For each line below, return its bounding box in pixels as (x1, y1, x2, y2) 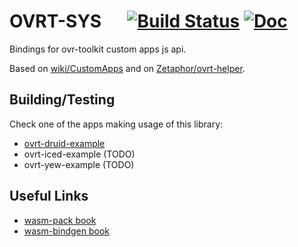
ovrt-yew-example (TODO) (23, 158, 135, 170)
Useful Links (9, 188, 89, 205)
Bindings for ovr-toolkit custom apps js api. (9, 43, 187, 55)
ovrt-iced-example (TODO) (23, 148, 136, 160)
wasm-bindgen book (23, 225, 111, 237)
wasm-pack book (23, 214, 97, 226)
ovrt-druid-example (23, 137, 106, 149)
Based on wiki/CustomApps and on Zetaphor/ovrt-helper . (9, 62, 246, 74)
